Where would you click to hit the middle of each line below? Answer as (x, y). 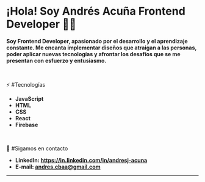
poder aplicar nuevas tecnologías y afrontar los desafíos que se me (94, 54)
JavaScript (29, 98)
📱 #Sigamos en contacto (37, 148)
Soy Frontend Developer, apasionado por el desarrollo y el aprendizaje (97, 41)
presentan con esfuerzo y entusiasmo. (56, 60)
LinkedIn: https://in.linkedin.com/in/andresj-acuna (81, 160)
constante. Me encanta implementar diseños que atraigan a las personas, (102, 48)
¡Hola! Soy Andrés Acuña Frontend (96, 11)
